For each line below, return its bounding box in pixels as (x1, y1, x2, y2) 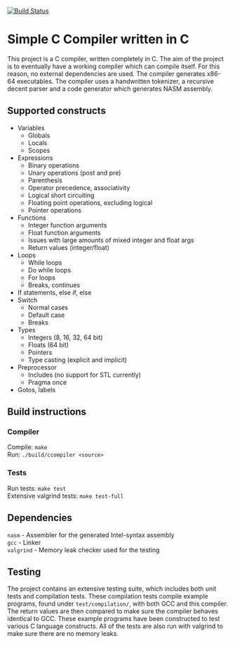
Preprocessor (17, 363, 58, 371)
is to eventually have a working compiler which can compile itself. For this (7, 62, 220, 70)
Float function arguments (27, 228, 101, 237)
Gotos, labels (17, 385, 56, 394)
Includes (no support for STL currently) (27, 370, 142, 379)
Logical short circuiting (27, 191, 95, 199)
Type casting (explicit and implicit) (27, 356, 128, 364)
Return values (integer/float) (27, 243, 110, 251)
